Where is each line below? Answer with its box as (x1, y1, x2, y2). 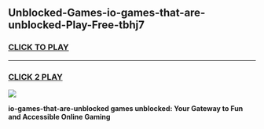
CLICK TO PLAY (8, 42, 69, 53)
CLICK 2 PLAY (8, 71, 63, 82)
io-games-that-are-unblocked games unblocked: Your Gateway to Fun (8, 103, 244, 113)
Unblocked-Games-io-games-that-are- (8, 6, 206, 20)
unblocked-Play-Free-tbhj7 (8, 19, 145, 32)
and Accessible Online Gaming (8, 112, 111, 121)
